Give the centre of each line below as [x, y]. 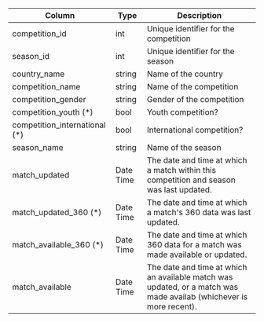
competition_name [46, 87]
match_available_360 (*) [58, 245]
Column [60, 15]
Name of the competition [192, 87]
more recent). [172, 307]
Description [199, 15]
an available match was [190, 277]
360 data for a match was [194, 245]
